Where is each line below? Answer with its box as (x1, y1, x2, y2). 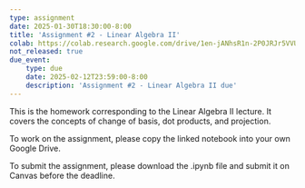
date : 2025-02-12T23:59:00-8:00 (25, 73, 148, 82)
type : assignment (9, 13, 75, 23)
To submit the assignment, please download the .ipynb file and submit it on (9, 160, 290, 171)
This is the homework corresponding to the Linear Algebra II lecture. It (9, 105, 272, 116)
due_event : (9, 55, 51, 64)
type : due (25, 64, 64, 74)
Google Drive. (9, 143, 62, 153)
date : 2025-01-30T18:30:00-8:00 (9, 22, 132, 31)
